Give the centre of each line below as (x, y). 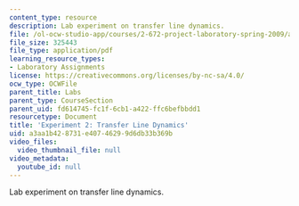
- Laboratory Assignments (57, 68)
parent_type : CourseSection (61, 100)
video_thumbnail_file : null (69, 150)
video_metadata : (39, 158)
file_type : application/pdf (61, 51)
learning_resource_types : (57, 59)
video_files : (33, 142)
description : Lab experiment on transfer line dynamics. (117, 26)
